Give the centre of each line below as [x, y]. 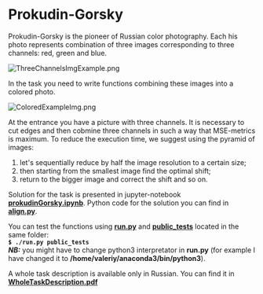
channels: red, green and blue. [58, 53]
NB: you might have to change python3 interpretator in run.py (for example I [132, 250]
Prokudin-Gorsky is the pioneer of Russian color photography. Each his [123, 36]
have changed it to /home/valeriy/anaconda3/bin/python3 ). [107, 258]
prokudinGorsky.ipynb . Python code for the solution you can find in [119, 203]
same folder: [29, 234]
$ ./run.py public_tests [49, 242]
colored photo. [32, 91]
